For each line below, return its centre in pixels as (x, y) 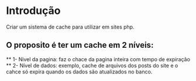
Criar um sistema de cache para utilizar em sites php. (70, 27)
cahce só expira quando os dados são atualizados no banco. (79, 72)
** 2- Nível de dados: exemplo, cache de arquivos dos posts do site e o (92, 65)
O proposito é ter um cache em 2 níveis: (80, 45)
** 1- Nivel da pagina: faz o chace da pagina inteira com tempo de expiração (98, 59)
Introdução (33, 11)
